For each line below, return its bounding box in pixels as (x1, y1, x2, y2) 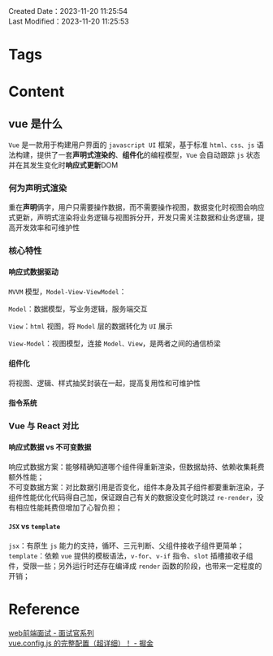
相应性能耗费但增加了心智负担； (15, 502, 123, 512)
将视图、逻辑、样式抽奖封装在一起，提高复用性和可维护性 (8, 378, 201, 388)
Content (8, 83, 65, 101)
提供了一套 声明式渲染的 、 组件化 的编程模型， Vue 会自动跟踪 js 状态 (36, 150, 261, 160)
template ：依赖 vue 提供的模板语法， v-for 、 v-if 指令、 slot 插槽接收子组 (8, 550, 253, 560)
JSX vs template (8, 522, 61, 532)
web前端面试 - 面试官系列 (8, 628, 95, 637)
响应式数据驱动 (8, 267, 58, 276)
